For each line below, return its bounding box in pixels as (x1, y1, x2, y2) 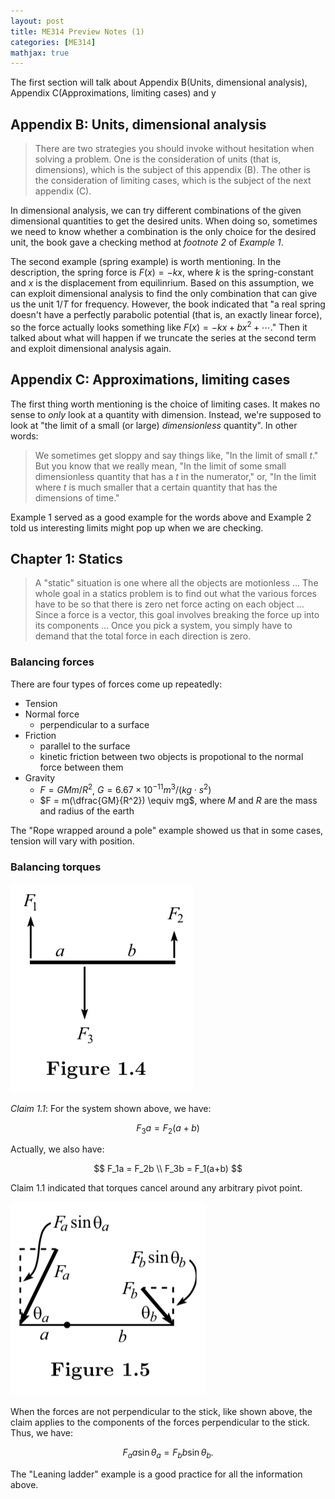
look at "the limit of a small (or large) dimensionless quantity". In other (10, 419, 298, 431)
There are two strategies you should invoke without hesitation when (34, 143, 315, 155)
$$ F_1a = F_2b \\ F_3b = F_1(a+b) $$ (93, 1163, 243, 1175)
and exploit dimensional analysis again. (10, 342, 172, 354)
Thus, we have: (10, 1427, 73, 1439)
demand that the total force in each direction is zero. (34, 630, 252, 642)
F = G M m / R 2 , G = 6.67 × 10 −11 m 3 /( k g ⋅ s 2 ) (39, 782, 212, 796)
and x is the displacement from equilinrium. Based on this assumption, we (10, 277, 315, 289)
